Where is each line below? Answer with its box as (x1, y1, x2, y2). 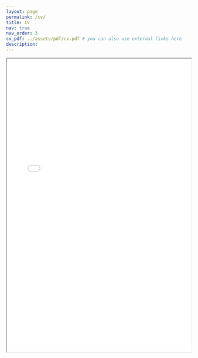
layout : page (6, 8, 38, 15)
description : (6, 42, 38, 48)
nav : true (6, 25, 30, 31)
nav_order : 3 (6, 31, 38, 36)
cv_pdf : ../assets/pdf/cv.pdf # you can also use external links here (6, 36, 182, 42)
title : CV (6, 19, 30, 25)
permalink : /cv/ (6, 14, 46, 20)
